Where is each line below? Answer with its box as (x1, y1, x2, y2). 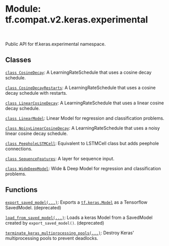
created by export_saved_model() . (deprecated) (5, 220, 105, 226)
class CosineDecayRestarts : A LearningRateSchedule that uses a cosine (5, 85, 156, 91)
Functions (5, 185, 38, 194)
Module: (5, 3, 41, 15)
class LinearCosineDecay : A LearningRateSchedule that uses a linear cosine (5, 100, 164, 106)
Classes (5, 56, 31, 64)
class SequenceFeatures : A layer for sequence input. (5, 155, 115, 161)
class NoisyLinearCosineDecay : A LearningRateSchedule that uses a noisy (5, 125, 160, 131)
